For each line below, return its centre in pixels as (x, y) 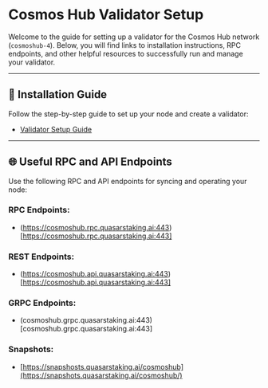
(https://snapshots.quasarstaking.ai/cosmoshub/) (101, 375)
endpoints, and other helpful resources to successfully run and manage (126, 53)
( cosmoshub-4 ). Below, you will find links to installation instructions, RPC (125, 45)
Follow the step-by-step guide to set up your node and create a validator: (128, 114)
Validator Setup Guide (56, 129)
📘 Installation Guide (58, 94)
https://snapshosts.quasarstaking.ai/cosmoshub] (103, 366)
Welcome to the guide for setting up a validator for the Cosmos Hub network (134, 37)
